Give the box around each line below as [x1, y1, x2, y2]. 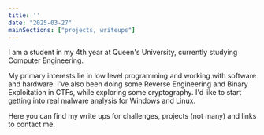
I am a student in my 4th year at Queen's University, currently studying [8, 48, 238, 57]
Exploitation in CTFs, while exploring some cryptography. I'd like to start [8, 88, 242, 97]
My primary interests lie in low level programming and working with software [8, 71, 257, 81]
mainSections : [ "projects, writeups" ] [8, 26, 136, 34]
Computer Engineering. [8, 56, 84, 65]
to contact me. [8, 119, 55, 130]
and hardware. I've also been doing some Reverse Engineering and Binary [8, 79, 248, 89]
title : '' [8, 11, 41, 20]
